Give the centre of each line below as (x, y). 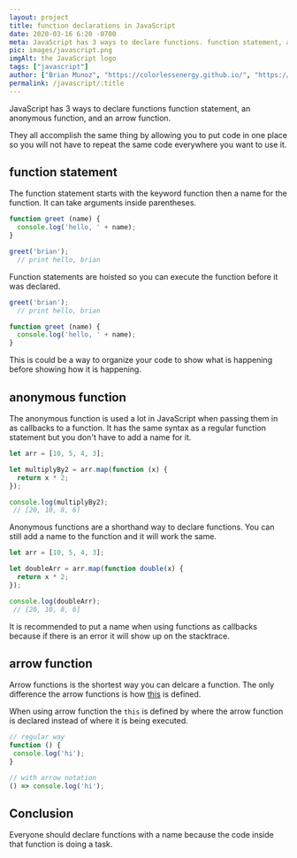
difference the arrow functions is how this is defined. (105, 694)
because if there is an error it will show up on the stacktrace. (119, 636)
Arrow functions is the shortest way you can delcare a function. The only (142, 685)
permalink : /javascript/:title (67, 83)
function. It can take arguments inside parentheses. (103, 203)
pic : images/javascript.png (61, 50)
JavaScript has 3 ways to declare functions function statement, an (130, 108)
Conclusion (42, 813)
